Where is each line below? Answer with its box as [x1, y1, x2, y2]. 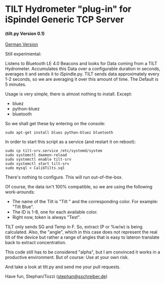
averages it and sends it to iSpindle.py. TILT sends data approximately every [5, 71, 160, 77]
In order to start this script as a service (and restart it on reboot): [5, 139, 136, 145]
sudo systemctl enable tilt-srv [5, 157, 71, 162]
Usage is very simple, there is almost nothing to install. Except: [5, 91, 132, 97]
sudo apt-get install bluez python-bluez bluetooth [5, 130, 113, 135]
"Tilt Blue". [12, 204, 34, 210]
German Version [5, 41, 38, 47]
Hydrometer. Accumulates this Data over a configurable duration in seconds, [5, 66, 161, 72]
